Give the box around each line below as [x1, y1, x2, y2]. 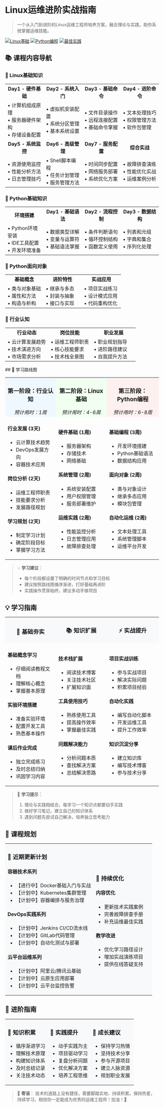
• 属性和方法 [7, 293, 37, 300]
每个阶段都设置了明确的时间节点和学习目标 [24, 576, 110, 581]
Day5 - [8, 140, 25, 147]
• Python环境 [7, 225, 38, 231]
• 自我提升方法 [93, 353, 127, 360]
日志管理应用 [66, 535, 96, 542]
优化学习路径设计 [104, 946, 143, 953]
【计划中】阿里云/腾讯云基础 [16, 968, 82, 975]
